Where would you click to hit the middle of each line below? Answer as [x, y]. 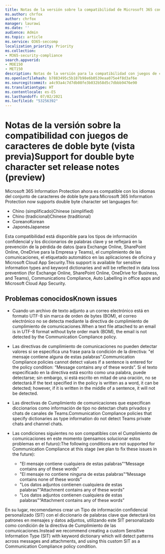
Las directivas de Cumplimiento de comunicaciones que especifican [81, 403]
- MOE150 [14, 64]
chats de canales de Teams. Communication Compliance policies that [82, 413]
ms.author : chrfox [24, 14]
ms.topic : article [24, 37]
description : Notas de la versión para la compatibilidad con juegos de [81, 74]
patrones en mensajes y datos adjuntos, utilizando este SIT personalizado [80, 520]
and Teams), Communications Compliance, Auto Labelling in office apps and [82, 278]
